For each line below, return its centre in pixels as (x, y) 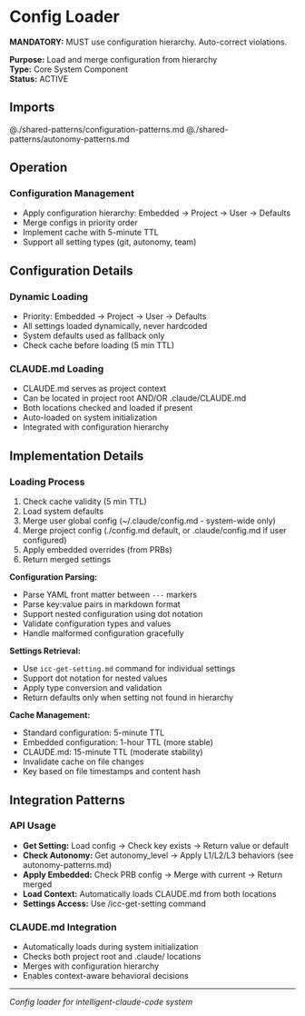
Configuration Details (71, 270)
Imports (32, 108)
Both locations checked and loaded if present (108, 408)
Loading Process (47, 482)
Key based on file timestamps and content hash (112, 772)
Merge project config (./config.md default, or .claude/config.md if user (155, 531)
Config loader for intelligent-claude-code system (101, 1002)
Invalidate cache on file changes (83, 762)
